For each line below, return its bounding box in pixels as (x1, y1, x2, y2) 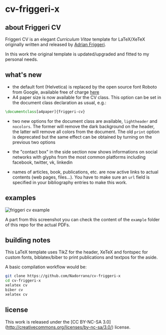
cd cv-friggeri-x (5, 278, 41, 283)
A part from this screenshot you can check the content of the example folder (5, 216, 160, 222)
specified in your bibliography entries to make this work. (12, 179, 127, 185)
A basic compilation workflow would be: (5, 264, 87, 270)
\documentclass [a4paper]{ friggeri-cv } (5, 109, 85, 114)
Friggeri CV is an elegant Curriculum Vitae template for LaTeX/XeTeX (5, 36, 145, 42)
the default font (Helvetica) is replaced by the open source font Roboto (12, 84, 157, 90)
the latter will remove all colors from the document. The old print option (12, 129, 160, 135)
